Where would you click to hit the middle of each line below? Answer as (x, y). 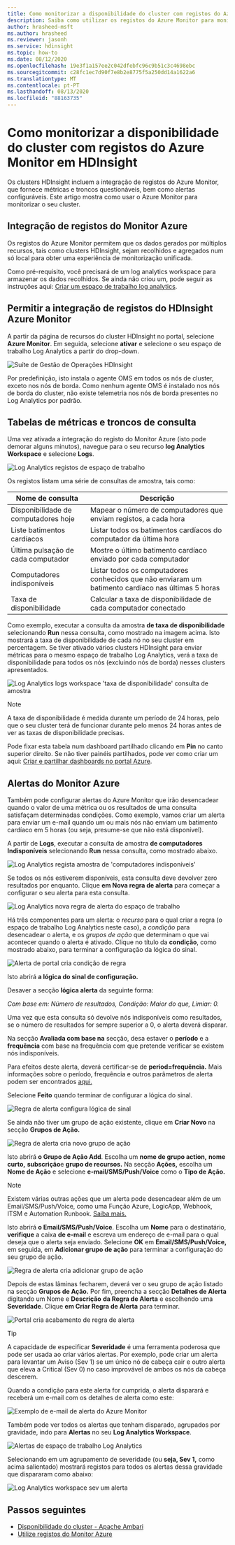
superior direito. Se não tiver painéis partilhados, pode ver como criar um (113, 754)
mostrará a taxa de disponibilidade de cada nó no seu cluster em (101, 640)
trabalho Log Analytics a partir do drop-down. (73, 351)
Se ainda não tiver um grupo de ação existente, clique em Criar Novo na (111, 1123)
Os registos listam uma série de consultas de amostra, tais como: (101, 481)
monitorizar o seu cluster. (44, 204)
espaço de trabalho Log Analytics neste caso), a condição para (99, 927)
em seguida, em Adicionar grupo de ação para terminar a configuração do (115, 1250)
